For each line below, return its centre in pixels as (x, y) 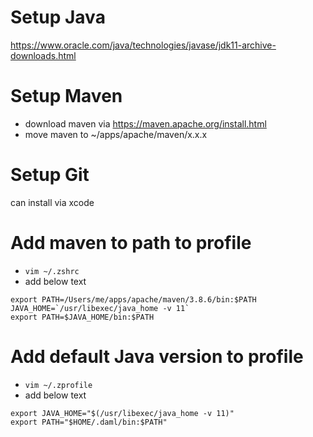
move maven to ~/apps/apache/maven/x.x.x (116, 134)
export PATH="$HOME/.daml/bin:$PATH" (89, 422)
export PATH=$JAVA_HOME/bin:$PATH (82, 317)
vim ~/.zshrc (52, 271)
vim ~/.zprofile (58, 385)
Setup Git (50, 175)
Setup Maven (66, 96)
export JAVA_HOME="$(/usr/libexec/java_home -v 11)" (122, 413)
